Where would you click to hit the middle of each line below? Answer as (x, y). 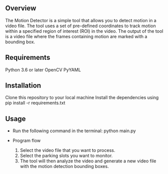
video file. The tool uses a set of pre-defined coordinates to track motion (80, 26)
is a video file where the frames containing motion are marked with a (76, 36)
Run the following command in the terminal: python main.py (74, 131)
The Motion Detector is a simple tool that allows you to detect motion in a (81, 20)
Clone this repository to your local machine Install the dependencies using (82, 98)
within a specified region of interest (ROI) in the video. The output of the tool (84, 31)
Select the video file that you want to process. (68, 150)
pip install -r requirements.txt (35, 103)
